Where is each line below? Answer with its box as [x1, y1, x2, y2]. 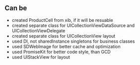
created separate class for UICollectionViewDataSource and [11, 22, 135, 28]
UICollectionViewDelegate [11, 27, 66, 34]
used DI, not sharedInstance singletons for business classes [11, 38, 135, 44]
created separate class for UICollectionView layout [11, 33, 116, 39]
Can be [4, 4, 27, 12]
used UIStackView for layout [11, 54, 70, 60]
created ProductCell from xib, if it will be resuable [11, 17, 113, 23]
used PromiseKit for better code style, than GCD [11, 49, 111, 55]
